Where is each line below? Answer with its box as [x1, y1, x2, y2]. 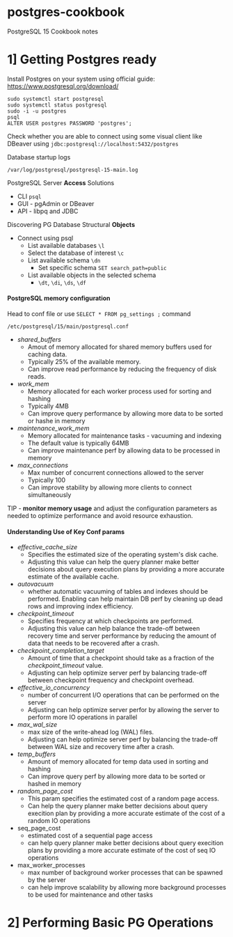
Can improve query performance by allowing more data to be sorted [27, 409, 223, 418]
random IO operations [27, 817, 90, 825]
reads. [27, 372, 47, 381]
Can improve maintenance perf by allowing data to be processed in [27, 446, 220, 455]
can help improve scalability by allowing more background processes [27, 883, 227, 892]
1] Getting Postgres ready [7, 52, 157, 68]
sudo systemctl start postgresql [7, 95, 104, 102]
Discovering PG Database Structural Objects [7, 220, 136, 228]
